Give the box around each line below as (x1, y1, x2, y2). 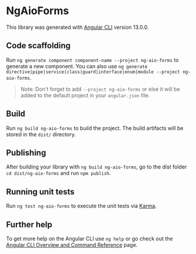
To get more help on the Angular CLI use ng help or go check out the (6, 235, 173, 242)
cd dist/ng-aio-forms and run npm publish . (6, 170, 111, 177)
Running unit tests (6, 187, 75, 197)
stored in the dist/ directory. (6, 131, 77, 138)
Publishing (6, 147, 46, 157)
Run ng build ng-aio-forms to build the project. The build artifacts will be (6, 124, 184, 131)
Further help (6, 219, 53, 229)
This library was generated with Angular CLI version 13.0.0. (6, 24, 149, 31)
